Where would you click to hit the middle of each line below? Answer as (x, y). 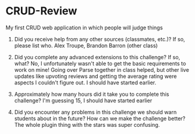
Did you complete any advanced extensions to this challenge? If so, (97, 57)
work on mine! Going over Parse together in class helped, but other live (101, 69)
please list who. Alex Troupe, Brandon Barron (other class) (86, 45)
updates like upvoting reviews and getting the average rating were (95, 76)
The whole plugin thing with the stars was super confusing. (87, 124)
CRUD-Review (41, 11)
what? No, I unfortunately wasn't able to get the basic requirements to (100, 63)
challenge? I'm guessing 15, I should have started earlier (83, 100)
